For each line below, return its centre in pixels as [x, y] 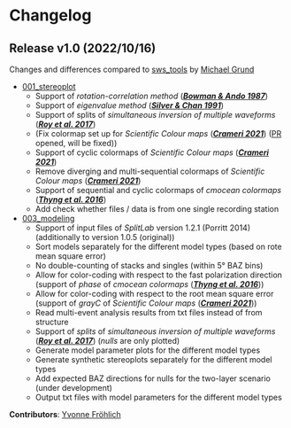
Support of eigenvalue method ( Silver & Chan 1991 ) [129, 105]
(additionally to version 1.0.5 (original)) [105, 237]
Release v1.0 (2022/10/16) [83, 48]
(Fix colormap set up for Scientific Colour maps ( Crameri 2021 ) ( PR [158, 133]
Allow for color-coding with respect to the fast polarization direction [159, 275]
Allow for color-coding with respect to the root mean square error [154, 294]
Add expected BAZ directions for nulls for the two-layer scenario [153, 378]
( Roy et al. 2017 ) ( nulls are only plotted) [107, 341]
